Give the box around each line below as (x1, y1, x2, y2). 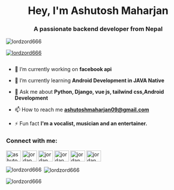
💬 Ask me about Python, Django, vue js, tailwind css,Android (14, 89, 165, 96)
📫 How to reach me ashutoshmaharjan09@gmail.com (14, 106, 149, 113)
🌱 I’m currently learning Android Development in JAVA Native (14, 77, 165, 84)
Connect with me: (6, 137, 58, 145)
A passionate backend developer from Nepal (33, 25, 163, 33)
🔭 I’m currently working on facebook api (14, 66, 112, 73)
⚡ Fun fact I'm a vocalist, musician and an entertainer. (14, 120, 148, 127)
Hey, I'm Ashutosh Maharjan (27, 4, 169, 17)
